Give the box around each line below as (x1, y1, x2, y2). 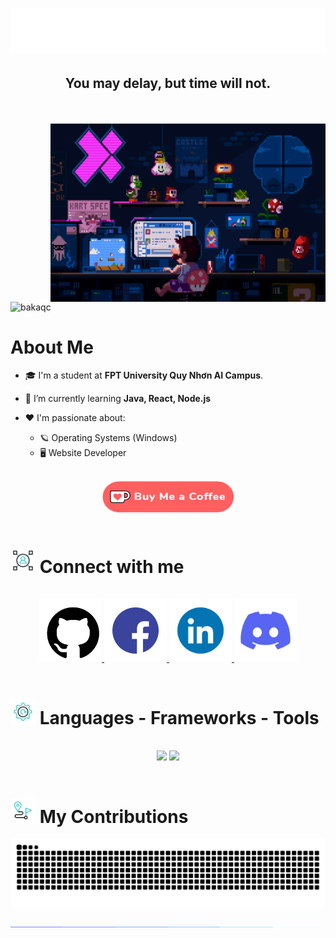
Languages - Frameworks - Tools (39, 706, 320, 729)
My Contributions (39, 805, 189, 828)
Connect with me (39, 555, 185, 578)
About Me (10, 336, 94, 358)
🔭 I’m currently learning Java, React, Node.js (24, 393, 212, 405)
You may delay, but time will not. (64, 75, 272, 92)
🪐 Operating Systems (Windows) (39, 432, 178, 444)
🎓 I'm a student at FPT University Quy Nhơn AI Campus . (24, 369, 264, 382)
